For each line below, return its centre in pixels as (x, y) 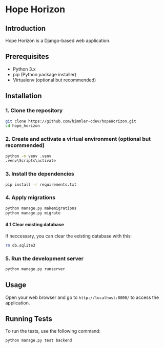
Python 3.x (24, 69)
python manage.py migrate (33, 213)
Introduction (26, 28)
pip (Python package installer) (45, 74)
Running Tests (29, 319)
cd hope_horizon (23, 126)
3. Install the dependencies (40, 174)
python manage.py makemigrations (41, 208)
